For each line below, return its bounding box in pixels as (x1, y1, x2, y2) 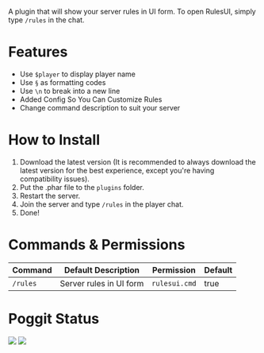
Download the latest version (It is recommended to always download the (19, 157, 256, 166)
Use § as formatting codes (19, 77, 106, 87)
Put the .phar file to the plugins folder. (19, 182, 145, 192)
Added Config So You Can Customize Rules (19, 95, 163, 104)
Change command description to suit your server (19, 103, 181, 112)
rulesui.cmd (151, 278, 197, 288)
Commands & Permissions (8, 236, 186, 254)
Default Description (63, 264, 140, 275)
